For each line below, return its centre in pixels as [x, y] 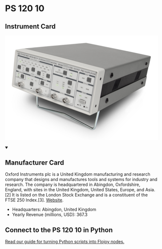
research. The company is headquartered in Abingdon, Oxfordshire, [73, 184]
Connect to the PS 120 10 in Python [59, 230]
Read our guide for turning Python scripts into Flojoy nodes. [65, 242]
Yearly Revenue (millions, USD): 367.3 [50, 215]
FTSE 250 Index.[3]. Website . [34, 200]
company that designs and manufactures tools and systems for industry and [81, 180]
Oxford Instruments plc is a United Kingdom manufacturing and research [78, 174]
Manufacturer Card [35, 162]
